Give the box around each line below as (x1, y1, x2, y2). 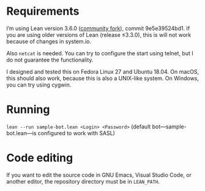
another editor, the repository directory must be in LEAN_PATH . (6, 177, 160, 185)
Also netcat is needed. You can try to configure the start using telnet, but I (6, 49, 194, 57)
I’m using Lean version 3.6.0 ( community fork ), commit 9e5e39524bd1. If (6, 25, 190, 32)
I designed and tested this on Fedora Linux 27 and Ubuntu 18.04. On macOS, (6, 68, 199, 75)
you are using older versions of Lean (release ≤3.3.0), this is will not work (6, 31, 192, 38)
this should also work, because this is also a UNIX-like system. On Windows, (6, 74, 199, 82)
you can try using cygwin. (6, 81, 72, 88)
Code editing (6, 151, 73, 165)
